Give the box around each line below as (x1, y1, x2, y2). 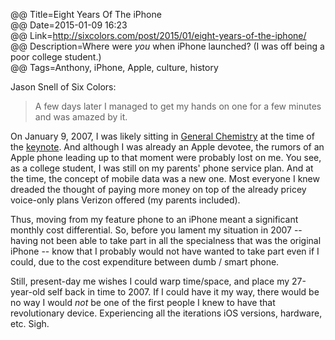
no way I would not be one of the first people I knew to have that (10, 297, 276, 308)
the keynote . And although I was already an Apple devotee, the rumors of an (10, 141, 325, 153)
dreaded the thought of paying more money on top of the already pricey (10, 184, 307, 195)
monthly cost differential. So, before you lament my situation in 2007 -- (10, 224, 303, 236)
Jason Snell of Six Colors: (10, 81, 117, 93)
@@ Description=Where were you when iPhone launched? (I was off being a (10, 40, 325, 52)
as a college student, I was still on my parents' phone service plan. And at (10, 162, 314, 174)
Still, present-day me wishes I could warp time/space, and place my (10, 275, 290, 287)
